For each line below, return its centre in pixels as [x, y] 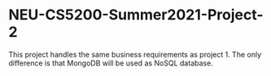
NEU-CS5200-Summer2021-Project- [136, 15]
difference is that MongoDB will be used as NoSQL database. [111, 63]
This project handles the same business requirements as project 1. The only [135, 54]
